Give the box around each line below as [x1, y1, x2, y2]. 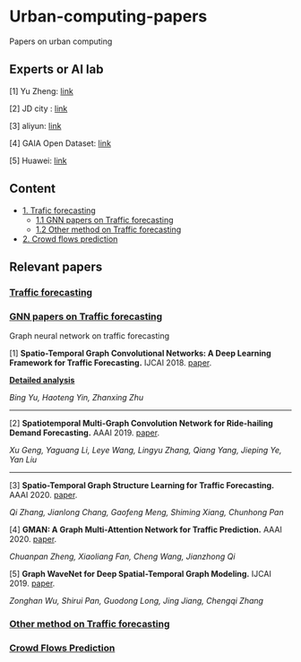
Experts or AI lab [9, 62, 104, 77]
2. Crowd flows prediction [21, 233, 118, 244]
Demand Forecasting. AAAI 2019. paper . [9, 427, 159, 438]
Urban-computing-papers [9, 6, 208, 27]
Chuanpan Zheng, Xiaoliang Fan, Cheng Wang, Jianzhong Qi [9, 551, 236, 562]
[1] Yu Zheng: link [9, 85, 73, 96]
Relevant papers [9, 259, 103, 274]
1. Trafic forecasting [21, 204, 96, 216]
